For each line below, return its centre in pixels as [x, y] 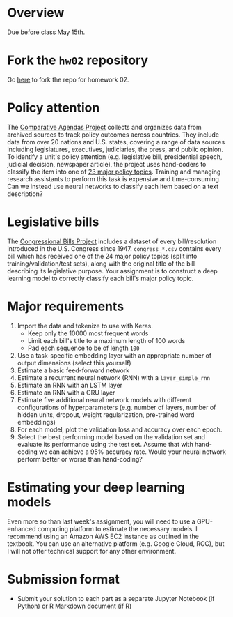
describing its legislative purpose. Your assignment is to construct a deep [112, 271]
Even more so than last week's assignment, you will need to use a [102, 521]
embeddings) [36, 422]
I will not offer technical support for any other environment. [91, 551]
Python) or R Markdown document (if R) [74, 606]
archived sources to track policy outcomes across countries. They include [113, 135]
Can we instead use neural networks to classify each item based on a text [113, 186]
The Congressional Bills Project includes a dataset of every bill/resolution [112, 241]
